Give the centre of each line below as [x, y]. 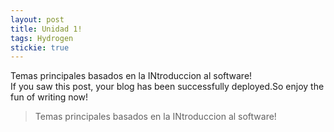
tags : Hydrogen [42, 38]
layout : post [37, 19]
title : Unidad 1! [46, 29]
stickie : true [40, 47]
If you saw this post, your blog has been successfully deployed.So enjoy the [167, 87]
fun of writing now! [49, 97]
